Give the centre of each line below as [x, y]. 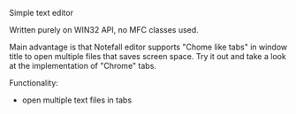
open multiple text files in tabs [77, 100]
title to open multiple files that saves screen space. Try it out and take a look [148, 56]
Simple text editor [41, 13]
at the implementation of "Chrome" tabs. [83, 66]
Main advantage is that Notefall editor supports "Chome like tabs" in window [148, 47]
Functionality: [34, 83]
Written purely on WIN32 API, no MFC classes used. [104, 30]
